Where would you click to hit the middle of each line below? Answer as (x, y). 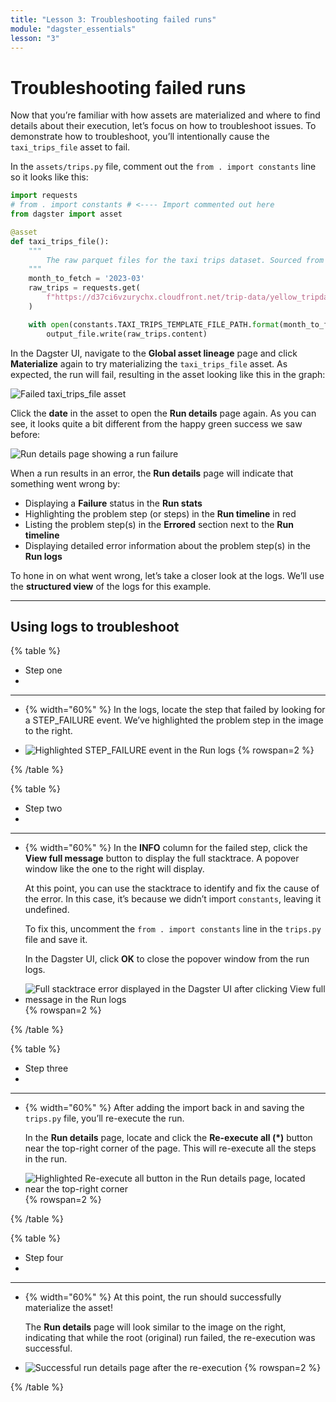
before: (25, 434)
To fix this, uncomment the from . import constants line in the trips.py (173, 929)
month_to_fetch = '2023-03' (86, 279)
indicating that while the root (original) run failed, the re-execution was (170, 1338)
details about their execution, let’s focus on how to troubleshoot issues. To (163, 126)
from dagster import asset (66, 214)
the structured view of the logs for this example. (111, 586)
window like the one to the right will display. (114, 869)
